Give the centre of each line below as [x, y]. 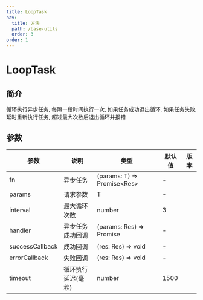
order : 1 [17, 40]
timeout [20, 278]
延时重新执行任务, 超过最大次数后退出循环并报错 [66, 117]
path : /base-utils [35, 29]
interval [20, 210]
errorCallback [29, 258]
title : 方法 [26, 23]
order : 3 [23, 34]
